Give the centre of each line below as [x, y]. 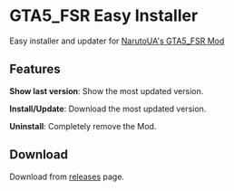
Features [35, 69]
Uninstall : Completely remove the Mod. [83, 126]
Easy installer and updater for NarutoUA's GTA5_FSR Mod [117, 41]
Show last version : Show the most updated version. [107, 91]
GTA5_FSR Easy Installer [104, 16]
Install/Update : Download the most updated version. [108, 109]
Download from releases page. [67, 177]
